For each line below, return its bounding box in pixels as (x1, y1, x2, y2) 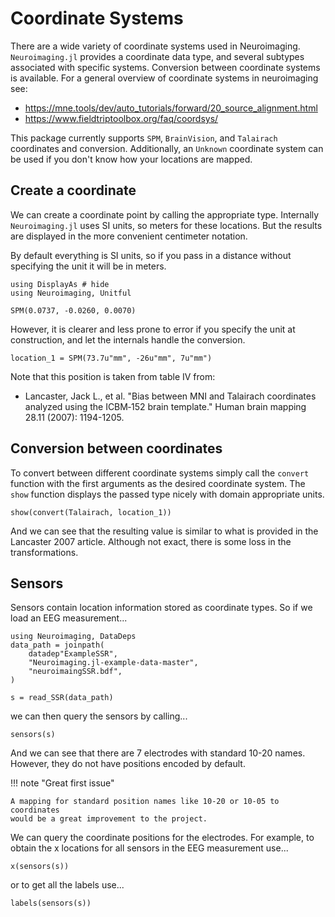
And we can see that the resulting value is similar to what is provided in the (10, 525, 319, 537)
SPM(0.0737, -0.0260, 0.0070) (10, 305, 137, 316)
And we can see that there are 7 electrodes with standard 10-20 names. (10, 747, 306, 759)
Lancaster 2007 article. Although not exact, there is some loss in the (10, 535, 292, 547)
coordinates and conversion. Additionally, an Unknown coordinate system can (10, 142, 324, 154)
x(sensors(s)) (10, 862, 70, 872)
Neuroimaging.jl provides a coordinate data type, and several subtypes (10, 50, 305, 62)
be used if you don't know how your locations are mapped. (10, 153, 253, 165)
